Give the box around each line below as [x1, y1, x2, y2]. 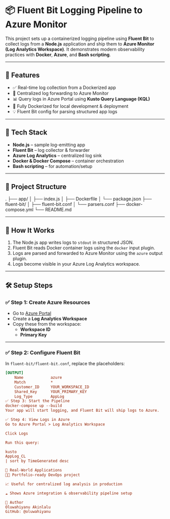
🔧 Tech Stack [5, 128, 48, 137]
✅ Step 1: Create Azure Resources [5, 298, 90, 306]
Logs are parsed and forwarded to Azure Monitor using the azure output [12, 250, 163, 256]
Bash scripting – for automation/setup [12, 163, 93, 169]
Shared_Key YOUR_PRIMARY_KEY [14, 389, 87, 394]
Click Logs [5, 431, 28, 436]
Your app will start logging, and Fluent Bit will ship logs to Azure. [5, 408, 159, 413]
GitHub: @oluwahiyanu [5, 509, 51, 514]
